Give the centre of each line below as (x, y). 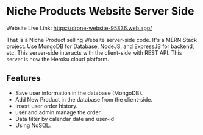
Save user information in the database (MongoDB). (79, 93)
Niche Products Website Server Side (100, 11)
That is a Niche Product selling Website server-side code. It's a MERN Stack (102, 40)
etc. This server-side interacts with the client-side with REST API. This (94, 52)
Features (23, 78)
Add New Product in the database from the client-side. (84, 99)
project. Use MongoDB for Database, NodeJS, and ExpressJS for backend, (100, 46)
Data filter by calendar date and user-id (65, 119)
